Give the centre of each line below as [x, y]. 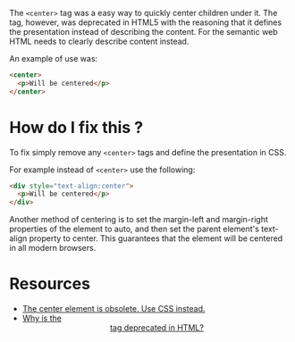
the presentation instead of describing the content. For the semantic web [144, 32]
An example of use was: [54, 58]
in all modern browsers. [53, 248]
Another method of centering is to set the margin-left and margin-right [139, 220]
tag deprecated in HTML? [157, 328]
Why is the [42, 318]
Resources [50, 284]
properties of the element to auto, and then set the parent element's [134, 229]
